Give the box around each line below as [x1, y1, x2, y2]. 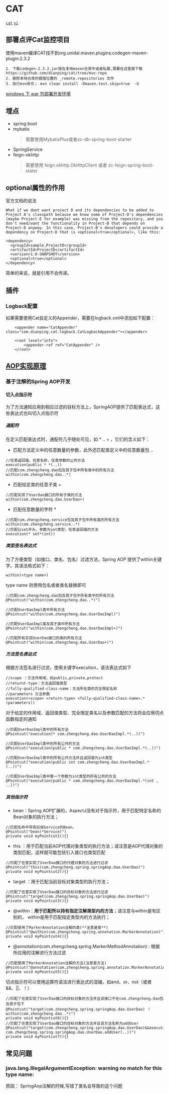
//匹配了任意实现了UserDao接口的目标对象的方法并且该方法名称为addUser [6, 1021, 139, 1026]
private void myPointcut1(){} [6, 833, 69, 839]
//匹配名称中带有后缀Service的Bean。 [6, 825, 76, 830]
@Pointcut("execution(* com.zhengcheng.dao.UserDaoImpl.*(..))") [6, 731, 145, 737]
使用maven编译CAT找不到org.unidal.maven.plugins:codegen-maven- [6, 50, 148, 56]
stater [25, 167, 38, 174]
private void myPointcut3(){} [6, 898, 69, 903]
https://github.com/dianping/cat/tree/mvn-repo [6, 70, 107, 75]
